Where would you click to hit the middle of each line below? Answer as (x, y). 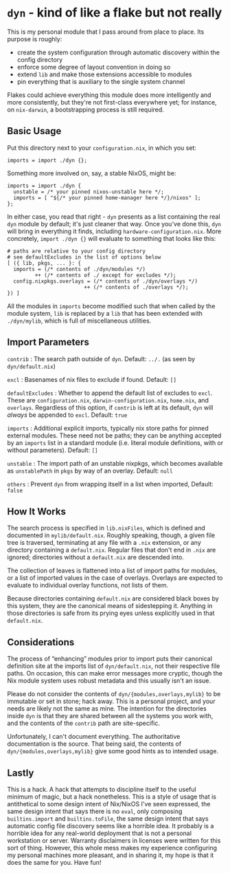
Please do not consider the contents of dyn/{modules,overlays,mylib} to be (114, 694)
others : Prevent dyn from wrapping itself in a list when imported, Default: (111, 484)
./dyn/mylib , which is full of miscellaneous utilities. (79, 321)
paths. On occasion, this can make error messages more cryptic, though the (115, 673)
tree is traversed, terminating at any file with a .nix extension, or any (104, 543)
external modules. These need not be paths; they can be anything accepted (114, 435)
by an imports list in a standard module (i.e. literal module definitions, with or (115, 442)
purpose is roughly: (35, 39)
